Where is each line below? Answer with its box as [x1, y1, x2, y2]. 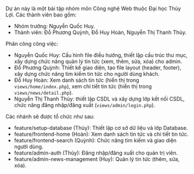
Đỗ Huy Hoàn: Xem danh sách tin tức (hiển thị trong [14, 76, 139, 83]
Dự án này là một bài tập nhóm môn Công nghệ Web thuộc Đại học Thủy [5, 5, 182, 12]
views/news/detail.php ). [14, 89, 73, 96]
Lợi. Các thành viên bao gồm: [5, 11, 77, 18]
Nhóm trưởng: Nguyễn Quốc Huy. [14, 23, 95, 29]
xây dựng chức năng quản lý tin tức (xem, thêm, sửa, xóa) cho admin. [14, 58, 183, 65]
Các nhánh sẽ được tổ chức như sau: [5, 113, 95, 120]
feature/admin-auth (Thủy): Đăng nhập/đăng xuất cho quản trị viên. [14, 149, 178, 156]
